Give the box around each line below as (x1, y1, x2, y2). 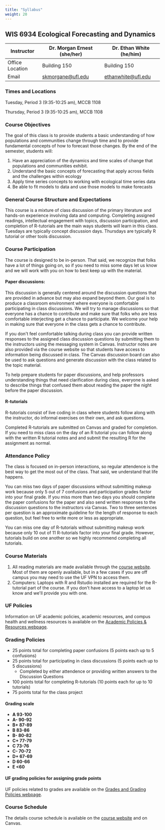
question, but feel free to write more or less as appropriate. (5, 515, 125, 521)
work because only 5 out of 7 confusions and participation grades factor (5, 489, 152, 495)
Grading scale (5, 700, 34, 706)
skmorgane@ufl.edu (42, 73, 89, 80)
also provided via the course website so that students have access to (5, 346, 145, 352)
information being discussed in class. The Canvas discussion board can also (5, 351, 160, 357)
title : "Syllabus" (5, 7, 43, 12)
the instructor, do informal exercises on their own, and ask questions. (5, 415, 145, 420)
